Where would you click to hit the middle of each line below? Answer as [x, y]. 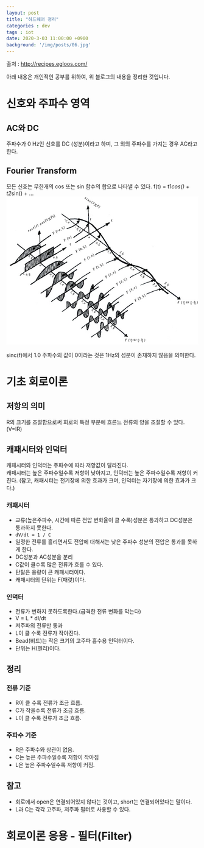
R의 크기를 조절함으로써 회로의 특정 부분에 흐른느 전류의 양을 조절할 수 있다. [96, 422]
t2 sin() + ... [20, 193]
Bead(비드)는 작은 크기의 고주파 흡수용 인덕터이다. [75, 641]
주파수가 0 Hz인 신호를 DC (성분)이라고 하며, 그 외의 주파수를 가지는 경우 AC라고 [102, 144]
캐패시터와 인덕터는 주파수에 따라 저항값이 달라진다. [67, 465]
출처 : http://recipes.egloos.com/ [47, 64]
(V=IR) [14, 429]
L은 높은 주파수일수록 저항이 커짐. [55, 765]
